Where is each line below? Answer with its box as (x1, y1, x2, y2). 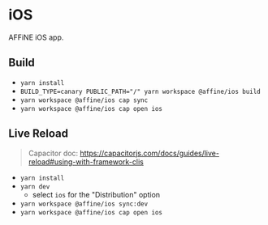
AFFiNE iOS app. (8, 32, 64, 42)
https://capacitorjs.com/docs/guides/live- (80, 148, 219, 158)
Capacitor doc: (28, 148, 79, 158)
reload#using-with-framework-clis (28, 156, 144, 167)
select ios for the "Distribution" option (32, 189, 161, 199)
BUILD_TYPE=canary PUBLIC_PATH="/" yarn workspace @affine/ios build (19, 87, 262, 96)
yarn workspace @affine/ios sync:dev (19, 200, 149, 208)
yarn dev (19, 182, 50, 191)
